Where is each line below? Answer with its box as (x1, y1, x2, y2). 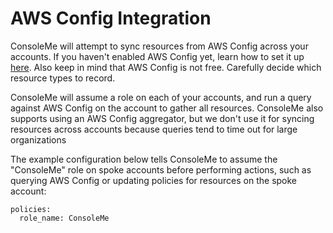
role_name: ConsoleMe (19, 213, 110, 223)
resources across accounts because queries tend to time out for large (10, 123, 298, 135)
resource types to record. (10, 72, 116, 84)
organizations (10, 133, 67, 146)
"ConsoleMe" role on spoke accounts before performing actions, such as (10, 163, 312, 176)
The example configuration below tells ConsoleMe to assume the (10, 153, 278, 165)
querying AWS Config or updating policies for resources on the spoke (10, 174, 298, 186)
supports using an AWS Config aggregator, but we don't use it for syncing (10, 112, 315, 124)
